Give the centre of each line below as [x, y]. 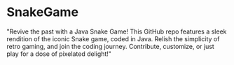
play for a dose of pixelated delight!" [59, 54]
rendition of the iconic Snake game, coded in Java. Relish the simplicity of [113, 38]
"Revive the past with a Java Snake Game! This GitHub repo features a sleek [117, 31]
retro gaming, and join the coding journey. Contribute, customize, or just [110, 46]
